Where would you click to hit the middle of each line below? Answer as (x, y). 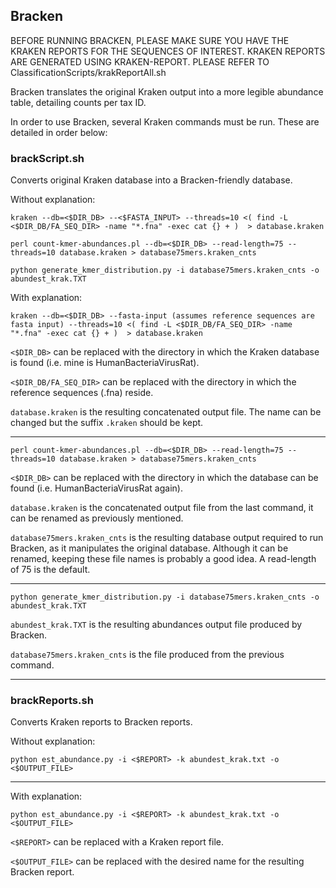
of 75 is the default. (50, 570)
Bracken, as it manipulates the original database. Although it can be (149, 548)
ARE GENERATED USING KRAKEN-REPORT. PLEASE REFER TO (140, 61)
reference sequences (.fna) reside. (82, 393)
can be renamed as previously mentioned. (97, 518)
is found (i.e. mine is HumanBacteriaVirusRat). (105, 363)
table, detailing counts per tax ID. (78, 102)
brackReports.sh (52, 701)
